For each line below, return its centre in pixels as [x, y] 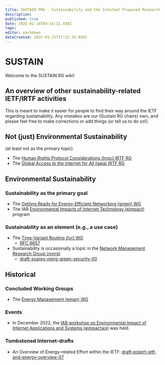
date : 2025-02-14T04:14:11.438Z [38, 23]
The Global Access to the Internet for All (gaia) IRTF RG [68, 163]
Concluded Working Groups [39, 288]
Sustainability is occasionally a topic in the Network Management [79, 248]
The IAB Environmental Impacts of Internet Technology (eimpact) [78, 209]
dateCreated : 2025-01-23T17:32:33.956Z [46, 38]
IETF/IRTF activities [36, 99]
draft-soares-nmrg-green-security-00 [58, 259]
